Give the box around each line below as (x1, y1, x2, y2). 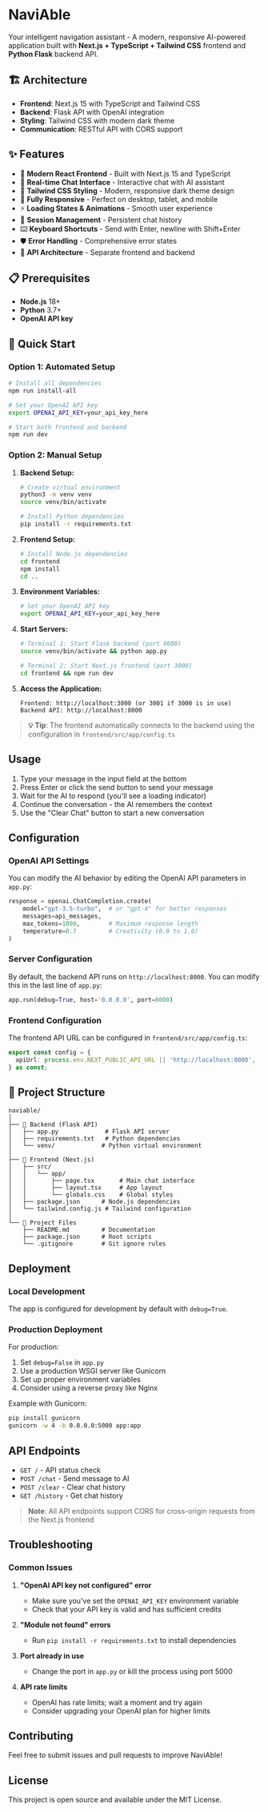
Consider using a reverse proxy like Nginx (19, 1383, 158, 1393)
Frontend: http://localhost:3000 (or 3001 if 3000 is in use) (19, 699, 232, 707)
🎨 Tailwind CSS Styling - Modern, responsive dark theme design (19, 186, 234, 196)
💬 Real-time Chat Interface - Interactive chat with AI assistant (19, 177, 226, 187)
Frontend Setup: (19, 535, 76, 544)
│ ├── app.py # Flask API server (8, 1128, 170, 1136)
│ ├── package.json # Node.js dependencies (8, 1198, 181, 1206)
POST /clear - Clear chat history (19, 1482, 126, 1491)
